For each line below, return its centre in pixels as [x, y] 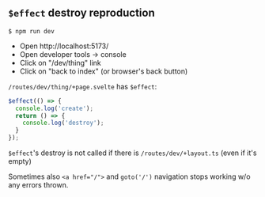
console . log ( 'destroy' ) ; [63, 123]
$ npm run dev [32, 31]
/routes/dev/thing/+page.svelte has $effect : [83, 86]
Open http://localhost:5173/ [64, 46]
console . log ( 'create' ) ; [54, 108]
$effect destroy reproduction [82, 13]
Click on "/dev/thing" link [60, 63]
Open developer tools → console [73, 54]
